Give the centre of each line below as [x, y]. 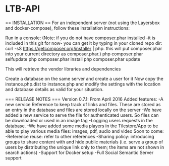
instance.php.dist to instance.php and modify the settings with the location [83, 84]
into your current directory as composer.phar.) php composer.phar [74, 54]
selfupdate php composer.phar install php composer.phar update [73, 59]
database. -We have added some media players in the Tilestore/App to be [82, 126]
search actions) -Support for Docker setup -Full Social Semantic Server [79, 152]
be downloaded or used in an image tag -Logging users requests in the [79, 120]
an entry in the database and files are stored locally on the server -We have [83, 110]
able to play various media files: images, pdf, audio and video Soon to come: [84, 131]
